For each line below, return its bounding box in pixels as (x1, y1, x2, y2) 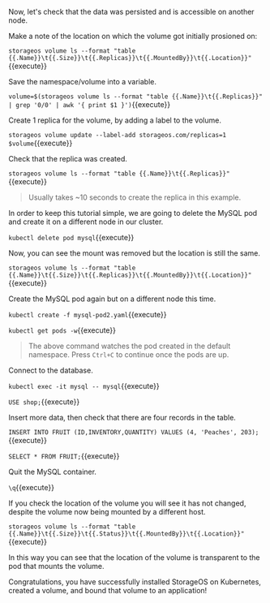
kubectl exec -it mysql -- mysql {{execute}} (8, 381, 160, 390)
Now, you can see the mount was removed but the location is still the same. (8, 248, 261, 258)
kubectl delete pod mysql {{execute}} (8, 233, 135, 242)
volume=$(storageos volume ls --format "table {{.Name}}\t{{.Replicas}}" (8, 93, 264, 101)
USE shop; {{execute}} (8, 397, 80, 407)
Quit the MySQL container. (8, 467, 97, 476)
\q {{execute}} (8, 483, 55, 492)
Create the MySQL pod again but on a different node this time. (8, 294, 216, 304)
